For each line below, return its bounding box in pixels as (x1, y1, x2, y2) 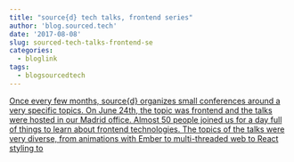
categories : (9, 46, 53, 55)
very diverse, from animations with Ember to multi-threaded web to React (9, 133, 279, 143)
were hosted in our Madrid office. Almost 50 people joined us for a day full (9, 114, 282, 125)
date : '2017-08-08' (9, 29, 82, 38)
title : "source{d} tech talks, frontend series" (9, 12, 193, 22)
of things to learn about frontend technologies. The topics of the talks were (9, 124, 285, 134)
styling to (9, 142, 44, 153)
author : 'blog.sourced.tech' (9, 21, 118, 30)
